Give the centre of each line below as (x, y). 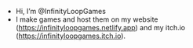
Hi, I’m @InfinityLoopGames (60, 11)
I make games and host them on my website (87, 19)
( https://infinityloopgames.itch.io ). (71, 36)
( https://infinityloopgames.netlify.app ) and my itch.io (100, 27)
